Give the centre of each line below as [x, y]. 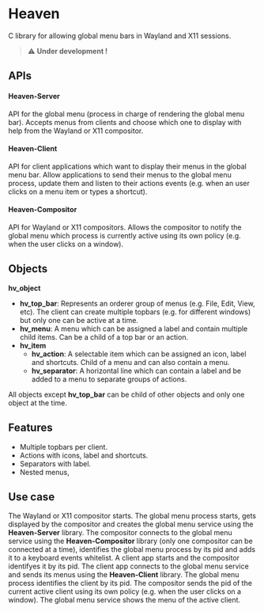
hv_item [33, 345]
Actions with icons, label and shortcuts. [84, 455]
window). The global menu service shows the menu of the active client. [124, 600]
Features [30, 428]
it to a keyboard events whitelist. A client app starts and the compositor [124, 558]
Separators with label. [55, 463]
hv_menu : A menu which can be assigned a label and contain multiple [134, 329]
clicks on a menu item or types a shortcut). [78, 192]
